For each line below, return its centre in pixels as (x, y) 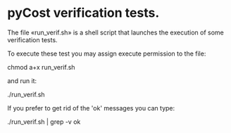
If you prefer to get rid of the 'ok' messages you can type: (91, 108)
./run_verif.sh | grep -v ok (44, 122)
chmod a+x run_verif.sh (41, 67)
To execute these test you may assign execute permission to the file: (107, 53)
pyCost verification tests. (83, 13)
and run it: (22, 81)
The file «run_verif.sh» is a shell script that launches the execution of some (115, 32)
